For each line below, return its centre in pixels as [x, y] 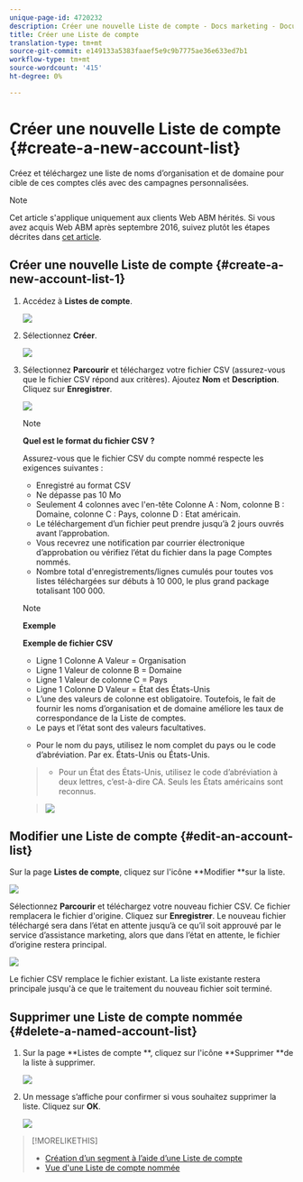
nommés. [53, 562]
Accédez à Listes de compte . [77, 301]
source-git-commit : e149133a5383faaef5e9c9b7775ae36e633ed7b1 [129, 51]
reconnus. [77, 791]
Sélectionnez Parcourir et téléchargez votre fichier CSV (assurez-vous [154, 370]
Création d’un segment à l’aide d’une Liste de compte [144, 1159]
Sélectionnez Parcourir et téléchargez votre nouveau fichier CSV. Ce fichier [150, 906]
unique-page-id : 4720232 [56, 18]
